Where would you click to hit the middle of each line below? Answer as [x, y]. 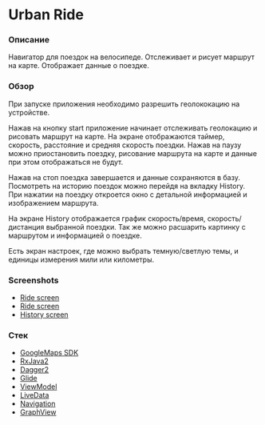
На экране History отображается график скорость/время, [107, 219]
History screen [44, 315]
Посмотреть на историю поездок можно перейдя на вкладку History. [127, 186]
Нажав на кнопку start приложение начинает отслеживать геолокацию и [133, 128]
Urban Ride [46, 15]
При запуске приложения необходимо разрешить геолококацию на [124, 104]
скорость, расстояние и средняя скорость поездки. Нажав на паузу [125, 145]
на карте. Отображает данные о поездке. [79, 66]
